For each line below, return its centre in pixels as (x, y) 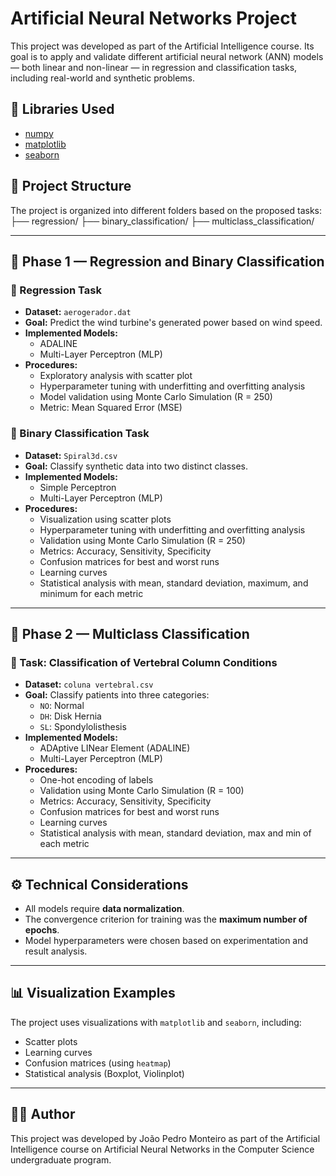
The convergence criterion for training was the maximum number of (166, 919)
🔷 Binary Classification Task (80, 434)
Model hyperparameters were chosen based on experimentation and (166, 941)
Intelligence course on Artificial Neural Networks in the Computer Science (162, 1149)
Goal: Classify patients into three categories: (117, 695)
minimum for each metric (91, 593)
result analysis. (56, 951)
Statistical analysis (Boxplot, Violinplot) (104, 1073)
